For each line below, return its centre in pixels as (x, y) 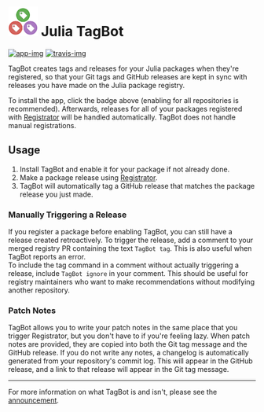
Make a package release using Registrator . (88, 177)
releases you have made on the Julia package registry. (97, 85)
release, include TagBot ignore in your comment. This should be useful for (128, 274)
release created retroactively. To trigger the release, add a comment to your (131, 240)
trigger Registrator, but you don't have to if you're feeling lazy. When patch (129, 336)
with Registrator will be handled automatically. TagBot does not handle (122, 117)
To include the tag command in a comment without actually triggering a (124, 265)
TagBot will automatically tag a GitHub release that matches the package (137, 186)
